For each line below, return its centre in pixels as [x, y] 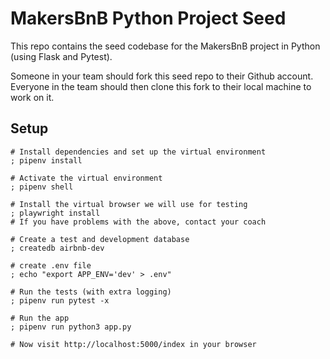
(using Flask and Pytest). [61, 56]
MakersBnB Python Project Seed [148, 18]
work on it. [32, 97]
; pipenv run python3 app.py [71, 327]
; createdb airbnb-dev [57, 248]
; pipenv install [46, 160]
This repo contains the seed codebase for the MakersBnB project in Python [165, 46]
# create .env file [51, 265]
